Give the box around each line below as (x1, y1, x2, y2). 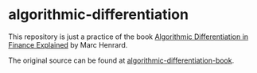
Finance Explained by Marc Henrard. (8, 40, 128, 49)
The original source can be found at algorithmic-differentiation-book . (8, 56, 235, 65)
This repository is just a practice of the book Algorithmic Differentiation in (8, 32, 249, 41)
